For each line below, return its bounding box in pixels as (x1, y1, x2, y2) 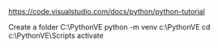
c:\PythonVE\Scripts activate (8, 31, 104, 40)
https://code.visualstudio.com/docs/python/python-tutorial (8, 7, 205, 16)
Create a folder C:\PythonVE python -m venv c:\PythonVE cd (8, 22, 211, 31)
